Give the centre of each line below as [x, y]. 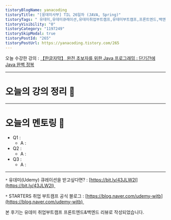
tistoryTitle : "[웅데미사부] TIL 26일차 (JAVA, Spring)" [63, 15]
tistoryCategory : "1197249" [35, 29]
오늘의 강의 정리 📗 [40, 91]
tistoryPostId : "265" [28, 39]
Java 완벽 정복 [20, 65]
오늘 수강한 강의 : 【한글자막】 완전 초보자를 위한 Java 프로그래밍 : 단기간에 [80, 58]
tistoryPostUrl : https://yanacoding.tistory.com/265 [62, 43]
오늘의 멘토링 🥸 [35, 123]
